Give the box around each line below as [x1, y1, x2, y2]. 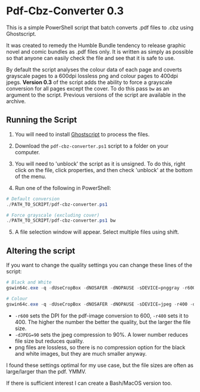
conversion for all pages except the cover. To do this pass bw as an [6, 85, 170, 92]
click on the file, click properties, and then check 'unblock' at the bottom [14, 166, 193, 173]
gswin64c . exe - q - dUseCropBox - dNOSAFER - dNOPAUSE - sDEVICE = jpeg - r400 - [6, 301, 193, 307]
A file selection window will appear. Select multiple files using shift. [14, 228, 180, 236]
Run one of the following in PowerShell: [14, 184, 111, 191]
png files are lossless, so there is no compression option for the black [14, 344, 186, 351]
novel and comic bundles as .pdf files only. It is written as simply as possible [6, 48, 193, 55]
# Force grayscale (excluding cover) [6, 212, 100, 218]
